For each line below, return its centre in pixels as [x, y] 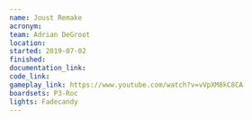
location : [28, 43]
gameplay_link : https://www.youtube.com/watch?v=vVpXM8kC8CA [126, 85]
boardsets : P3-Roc [44, 93]
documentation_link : [48, 69]
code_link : [30, 77]
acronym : [26, 26]
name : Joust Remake [46, 18]
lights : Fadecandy [44, 102]
